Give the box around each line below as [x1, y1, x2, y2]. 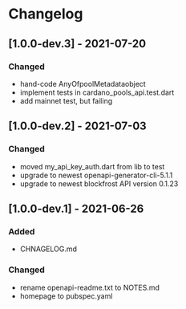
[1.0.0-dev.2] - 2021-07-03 [8, 120, 147, 133]
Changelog [8, 5, 83, 23]
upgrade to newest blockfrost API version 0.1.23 [19, 178, 179, 189]
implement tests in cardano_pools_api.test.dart [19, 87, 175, 97]
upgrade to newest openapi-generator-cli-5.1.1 [19, 170, 173, 180]
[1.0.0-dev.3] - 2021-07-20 [8, 37, 147, 51]
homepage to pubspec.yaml [19, 291, 113, 301]
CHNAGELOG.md [19, 244, 78, 254]
